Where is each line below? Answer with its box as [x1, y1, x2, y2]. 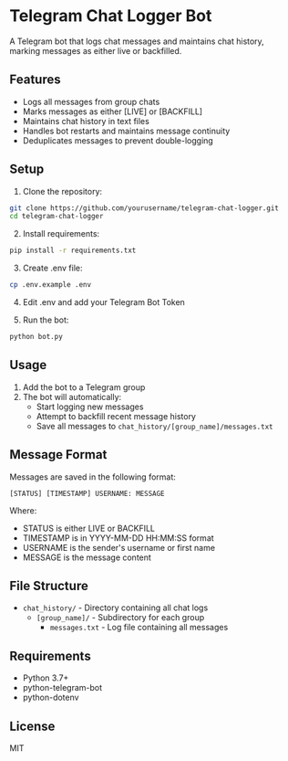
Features [9, 72, 61, 88]
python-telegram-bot [22, 682, 103, 693]
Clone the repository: [22, 185, 103, 196]
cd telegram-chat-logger [9, 212, 104, 221]
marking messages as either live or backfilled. [9, 45, 182, 56]
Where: [9, 504, 37, 516]
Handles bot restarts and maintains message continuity [22, 125, 231, 136]
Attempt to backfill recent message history [36, 410, 196, 421]
